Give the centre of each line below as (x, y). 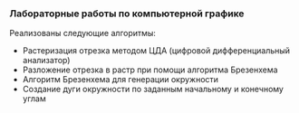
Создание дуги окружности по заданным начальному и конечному (153, 89)
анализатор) (46, 61)
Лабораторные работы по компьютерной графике (127, 14)
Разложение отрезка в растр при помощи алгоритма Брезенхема (150, 70)
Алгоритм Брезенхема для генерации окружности (121, 80)
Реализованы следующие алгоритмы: (83, 33)
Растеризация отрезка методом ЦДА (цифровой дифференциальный (156, 51)
